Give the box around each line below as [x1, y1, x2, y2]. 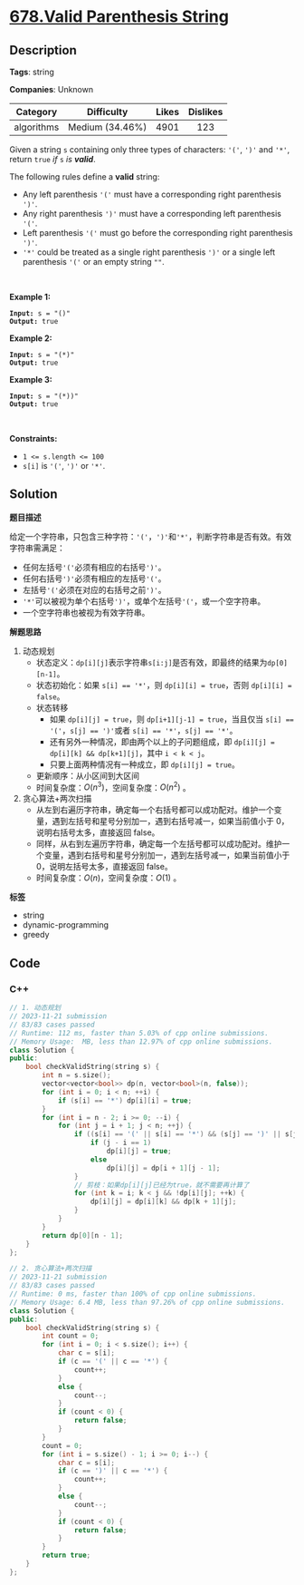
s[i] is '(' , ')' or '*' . [22, 461, 106, 471]
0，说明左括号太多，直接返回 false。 [35, 861, 174, 872]
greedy [22, 929, 50, 940]
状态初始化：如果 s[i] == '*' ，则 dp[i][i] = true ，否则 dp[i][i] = [35, 679, 292, 690]
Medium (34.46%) [67, 121, 147, 133]
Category [15, 106, 58, 118]
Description [9, 43, 77, 58]
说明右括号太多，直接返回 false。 [35, 827, 160, 838]
